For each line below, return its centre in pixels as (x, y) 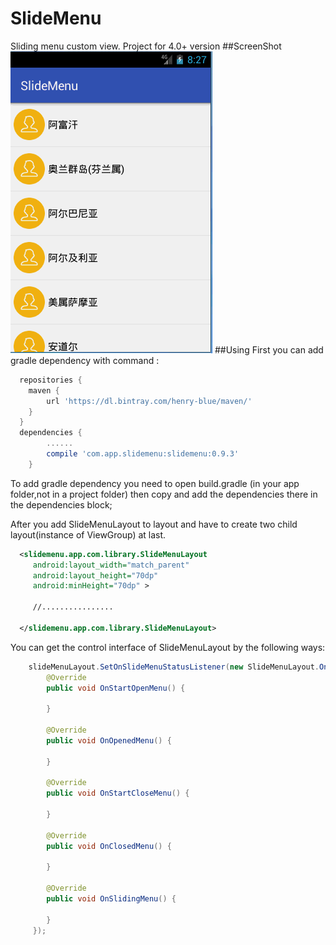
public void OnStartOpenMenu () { (116, 688)
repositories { (51, 380)
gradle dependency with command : (85, 360)
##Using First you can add (269, 349)
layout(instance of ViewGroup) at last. (88, 534)
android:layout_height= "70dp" (95, 575)
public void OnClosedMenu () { (109, 846)
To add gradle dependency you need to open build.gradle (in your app (155, 483)
